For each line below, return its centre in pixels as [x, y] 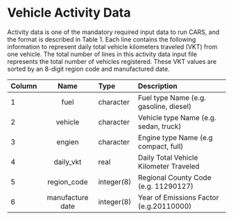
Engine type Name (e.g [175, 137]
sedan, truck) [159, 126]
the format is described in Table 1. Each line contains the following [102, 39]
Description [158, 86]
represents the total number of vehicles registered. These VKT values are [112, 61]
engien [68, 142]
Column [24, 86]
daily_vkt [68, 162]
